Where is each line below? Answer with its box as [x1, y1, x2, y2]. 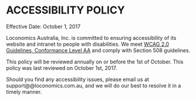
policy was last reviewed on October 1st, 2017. [6, 64, 117, 71]
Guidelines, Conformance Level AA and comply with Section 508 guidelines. [6, 46, 191, 53]
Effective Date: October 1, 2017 [6, 23, 81, 30]
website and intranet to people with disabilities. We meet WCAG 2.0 [6, 41, 169, 48]
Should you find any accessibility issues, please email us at [6, 76, 150, 83]
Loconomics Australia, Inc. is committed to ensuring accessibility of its [6, 34, 177, 41]
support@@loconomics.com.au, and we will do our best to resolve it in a [6, 82, 181, 89]
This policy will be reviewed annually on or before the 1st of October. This [6, 58, 184, 65]
